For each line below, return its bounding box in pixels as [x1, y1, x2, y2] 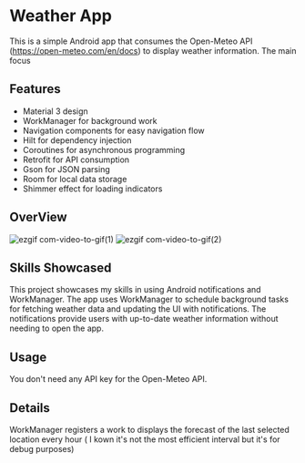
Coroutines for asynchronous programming [22, 144, 186, 155]
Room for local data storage [22, 173, 127, 184]
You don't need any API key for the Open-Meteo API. [9, 374, 208, 385]
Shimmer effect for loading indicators [22, 183, 163, 194]
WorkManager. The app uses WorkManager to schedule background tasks [9, 293, 290, 305]
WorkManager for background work [22, 115, 158, 126]
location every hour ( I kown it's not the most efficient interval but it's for [9, 434, 280, 445]
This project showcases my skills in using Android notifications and [9, 284, 261, 295]
